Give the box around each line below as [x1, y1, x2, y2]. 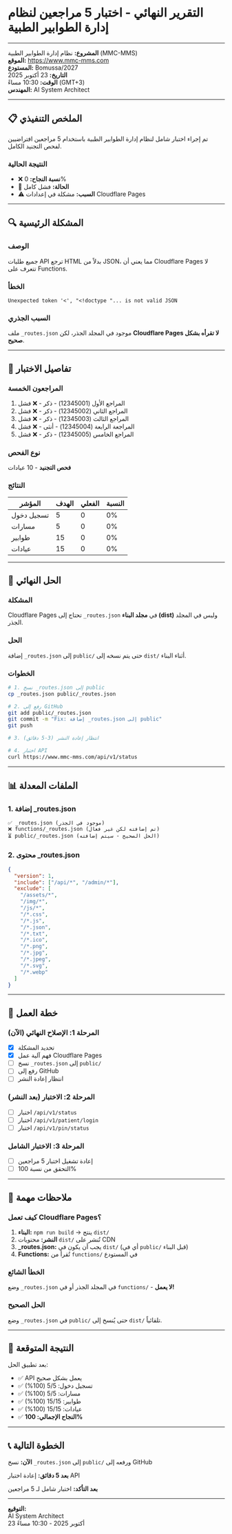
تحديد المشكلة [17, 1043, 54, 1052]
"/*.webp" [20, 968, 49, 976]
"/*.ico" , [20, 936, 49, 943]
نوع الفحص [8, 447, 41, 457]
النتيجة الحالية [8, 159, 48, 168]
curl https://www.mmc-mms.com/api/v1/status [8, 754, 138, 760]
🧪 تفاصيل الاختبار [8, 362, 72, 374]
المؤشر [19, 498, 41, 508]
